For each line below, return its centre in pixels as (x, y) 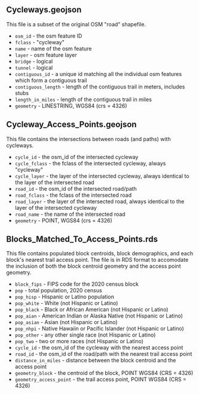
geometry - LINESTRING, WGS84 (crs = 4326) (71, 106)
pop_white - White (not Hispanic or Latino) (66, 303)
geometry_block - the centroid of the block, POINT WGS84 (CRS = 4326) (104, 373)
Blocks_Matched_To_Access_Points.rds (82, 239)
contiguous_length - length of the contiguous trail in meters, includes (100, 87)
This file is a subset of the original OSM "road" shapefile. (76, 24)
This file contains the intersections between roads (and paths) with (89, 139)
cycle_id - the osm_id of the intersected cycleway (76, 157)
